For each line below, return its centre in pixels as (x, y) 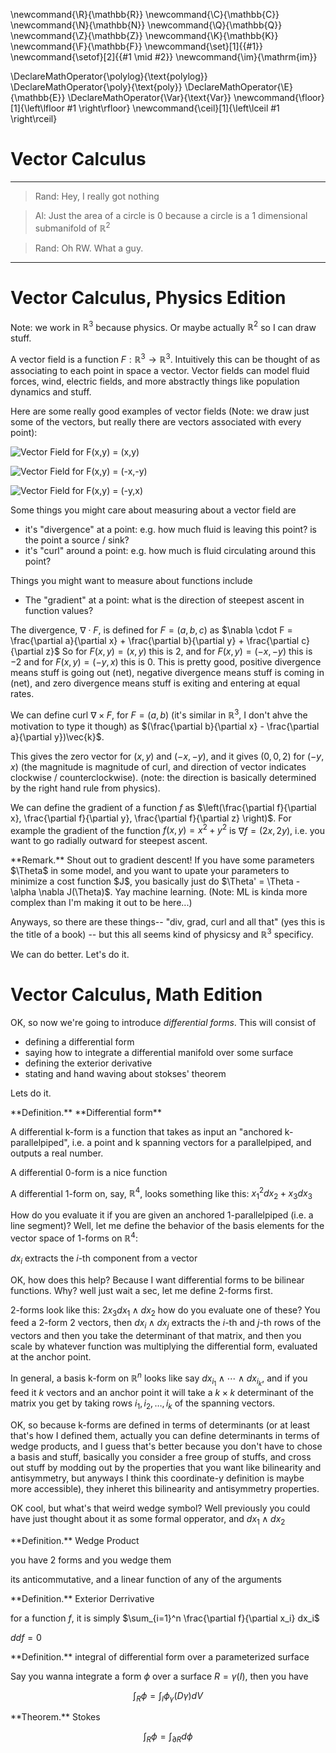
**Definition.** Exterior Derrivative (82, 1598)
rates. (22, 693)
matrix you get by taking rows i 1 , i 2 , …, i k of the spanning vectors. (143, 1404)
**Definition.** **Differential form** (86, 1112)
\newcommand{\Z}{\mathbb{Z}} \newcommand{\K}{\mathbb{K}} (144, 35)
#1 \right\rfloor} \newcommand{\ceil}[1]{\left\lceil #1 (173, 108)
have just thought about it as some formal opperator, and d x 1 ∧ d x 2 (148, 1519)
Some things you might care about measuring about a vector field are (153, 510)
